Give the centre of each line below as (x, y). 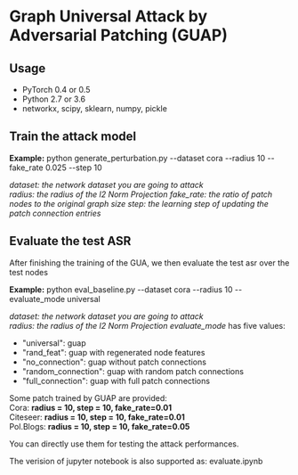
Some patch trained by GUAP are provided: (88, 397)
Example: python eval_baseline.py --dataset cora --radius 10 (121, 289)
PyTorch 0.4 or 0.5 (56, 90)
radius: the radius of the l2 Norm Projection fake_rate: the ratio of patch (141, 194)
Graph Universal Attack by (109, 16)
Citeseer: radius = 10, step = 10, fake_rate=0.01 (97, 417)
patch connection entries (55, 213)
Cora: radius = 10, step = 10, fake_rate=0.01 (91, 407)
